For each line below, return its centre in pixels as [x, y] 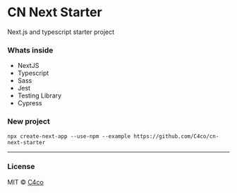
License [21, 167]
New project [29, 122]
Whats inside [30, 50]
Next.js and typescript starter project [61, 32]
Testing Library [39, 95]
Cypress [30, 103]
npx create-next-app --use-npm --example [69, 136]
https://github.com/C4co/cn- [176, 136]
